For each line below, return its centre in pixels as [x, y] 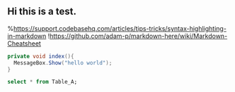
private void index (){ [41, 56]
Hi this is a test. [42, 12]
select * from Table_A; [42, 82]
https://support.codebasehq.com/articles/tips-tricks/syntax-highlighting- [120, 28]
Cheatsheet [24, 43]
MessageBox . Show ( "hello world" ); [63, 63]
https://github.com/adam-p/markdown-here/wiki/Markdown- [138, 36]
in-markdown [27, 36]
